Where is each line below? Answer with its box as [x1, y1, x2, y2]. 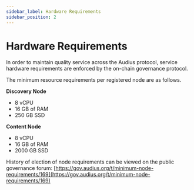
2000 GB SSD [14, 147, 49, 154]
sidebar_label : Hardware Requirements [6, 8, 101, 15]
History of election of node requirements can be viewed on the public [6, 158, 175, 165]
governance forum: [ [6, 165, 56, 172]
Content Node [6, 123, 41, 130]
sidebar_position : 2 [6, 14, 57, 20]
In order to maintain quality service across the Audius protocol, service [6, 59, 178, 66]
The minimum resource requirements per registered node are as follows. [6, 76, 182, 84]
